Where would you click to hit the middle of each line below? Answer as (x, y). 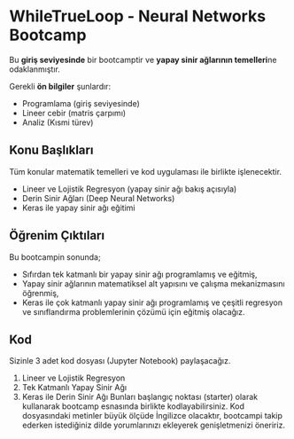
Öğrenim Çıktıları (57, 235)
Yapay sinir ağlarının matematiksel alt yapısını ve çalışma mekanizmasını (153, 283)
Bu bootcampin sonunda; (55, 257)
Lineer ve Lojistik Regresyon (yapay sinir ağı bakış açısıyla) (129, 189)
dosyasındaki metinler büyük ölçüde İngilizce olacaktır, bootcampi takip (152, 416)
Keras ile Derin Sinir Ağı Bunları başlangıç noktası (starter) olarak (140, 397)
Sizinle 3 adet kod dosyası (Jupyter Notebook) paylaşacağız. (120, 361)
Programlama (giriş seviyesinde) (81, 103)
